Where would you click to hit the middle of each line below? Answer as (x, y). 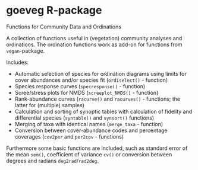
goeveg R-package (54, 10)
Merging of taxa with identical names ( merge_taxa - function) (89, 124)
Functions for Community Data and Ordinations (64, 27)
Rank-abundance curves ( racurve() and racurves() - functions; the (97, 99)
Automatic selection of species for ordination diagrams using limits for (100, 73)
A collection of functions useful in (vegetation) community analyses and (94, 38)
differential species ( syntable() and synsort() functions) (84, 118)
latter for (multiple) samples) (50, 105)
